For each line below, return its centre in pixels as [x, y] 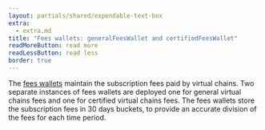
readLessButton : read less [53, 53]
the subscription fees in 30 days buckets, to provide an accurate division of [133, 108]
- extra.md [34, 30]
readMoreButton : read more [53, 46]
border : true [30, 61]
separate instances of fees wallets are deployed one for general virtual [125, 91]
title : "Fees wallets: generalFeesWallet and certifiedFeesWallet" [123, 38]
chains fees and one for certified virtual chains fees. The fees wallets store [131, 100]
